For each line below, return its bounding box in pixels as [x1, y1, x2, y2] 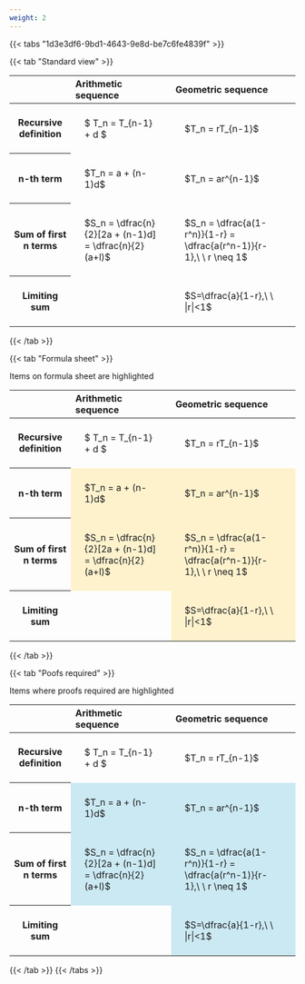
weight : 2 [9, 13, 47, 23]
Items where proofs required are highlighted [9, 685, 174, 696]
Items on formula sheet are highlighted [9, 370, 154, 382]
